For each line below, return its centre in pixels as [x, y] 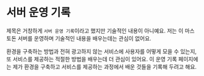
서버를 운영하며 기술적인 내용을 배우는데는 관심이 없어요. [84, 38]
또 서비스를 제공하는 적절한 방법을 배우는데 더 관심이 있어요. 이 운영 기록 [92, 59]
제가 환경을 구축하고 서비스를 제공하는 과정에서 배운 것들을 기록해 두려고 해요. [105, 66]
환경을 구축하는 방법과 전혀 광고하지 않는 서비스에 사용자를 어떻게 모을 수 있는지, [102, 51]
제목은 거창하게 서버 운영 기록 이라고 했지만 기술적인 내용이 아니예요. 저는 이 [95, 31]
